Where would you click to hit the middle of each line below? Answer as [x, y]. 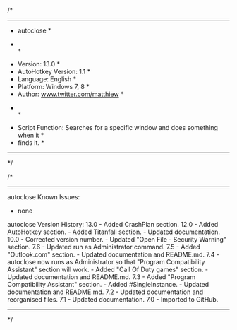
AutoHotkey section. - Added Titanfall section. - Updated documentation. [114, 232]
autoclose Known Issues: [44, 197]
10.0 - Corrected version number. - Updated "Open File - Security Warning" [117, 239]
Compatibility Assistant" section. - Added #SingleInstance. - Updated [108, 284]
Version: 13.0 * [39, 64]
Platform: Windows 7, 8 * [53, 87]
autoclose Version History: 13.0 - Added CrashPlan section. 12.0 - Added [113, 224]
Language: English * [47, 79]
